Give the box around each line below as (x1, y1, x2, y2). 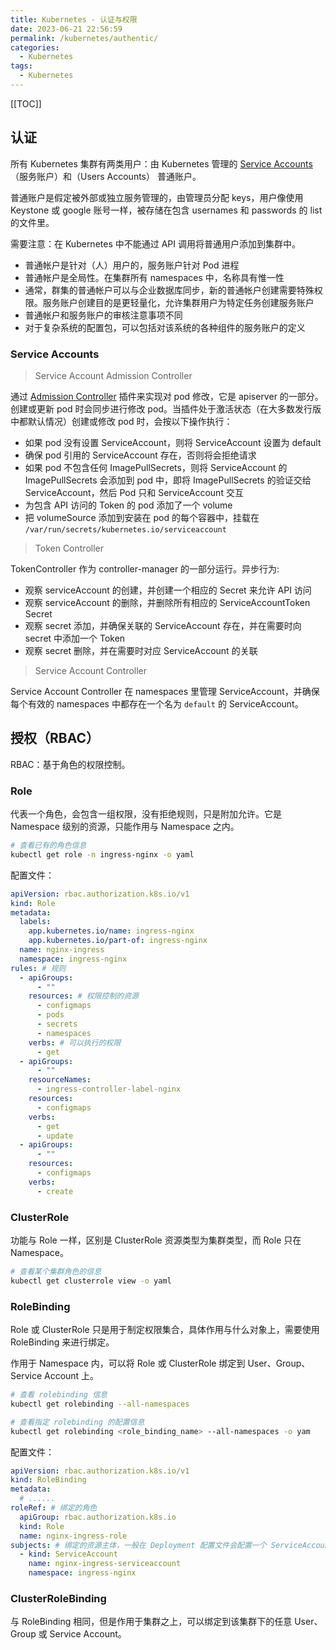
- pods (36, 1010, 65, 1020)
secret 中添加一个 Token (24, 632, 126, 644)
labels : (19, 917, 52, 927)
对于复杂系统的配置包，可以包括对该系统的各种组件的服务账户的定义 (24, 321, 306, 333)
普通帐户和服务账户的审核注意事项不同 (24, 309, 183, 321)
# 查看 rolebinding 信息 (10, 1390, 108, 1400)
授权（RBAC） (10, 730, 100, 747)
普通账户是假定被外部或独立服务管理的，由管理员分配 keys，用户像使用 (10, 191, 304, 203)
